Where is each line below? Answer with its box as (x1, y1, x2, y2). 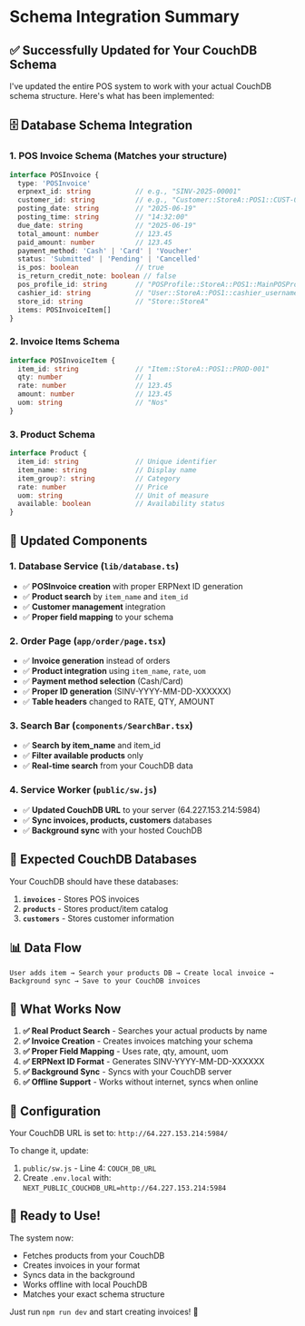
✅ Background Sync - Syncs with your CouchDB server (22, 1066, 232, 1077)
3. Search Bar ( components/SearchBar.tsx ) (9, 719, 193, 732)
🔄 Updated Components (9, 533, 148, 549)
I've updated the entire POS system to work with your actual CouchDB (9, 81, 272, 92)
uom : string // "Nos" (17, 398, 169, 408)
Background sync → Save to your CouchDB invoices (9, 976, 202, 986)
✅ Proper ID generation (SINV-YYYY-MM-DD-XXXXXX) (22, 686, 231, 697)
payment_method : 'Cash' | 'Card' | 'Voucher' (17, 246, 193, 255)
